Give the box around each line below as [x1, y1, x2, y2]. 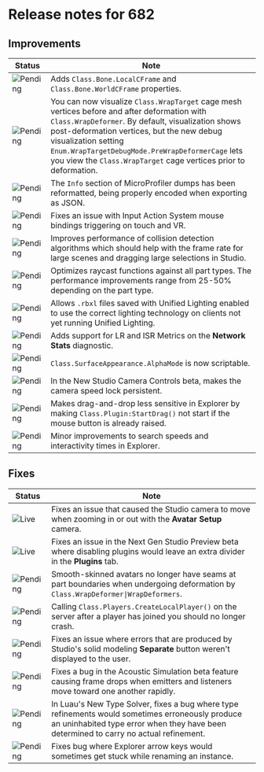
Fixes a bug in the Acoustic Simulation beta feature [50, 666, 239, 677]
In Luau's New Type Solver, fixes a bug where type [50, 698, 239, 709]
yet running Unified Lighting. [50, 317, 156, 328]
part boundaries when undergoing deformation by [50, 578, 236, 589]
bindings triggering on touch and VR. [50, 220, 186, 231]
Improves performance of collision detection [50, 233, 214, 243]
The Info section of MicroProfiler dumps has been [50, 178, 236, 188]
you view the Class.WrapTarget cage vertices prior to [50, 155, 245, 166]
